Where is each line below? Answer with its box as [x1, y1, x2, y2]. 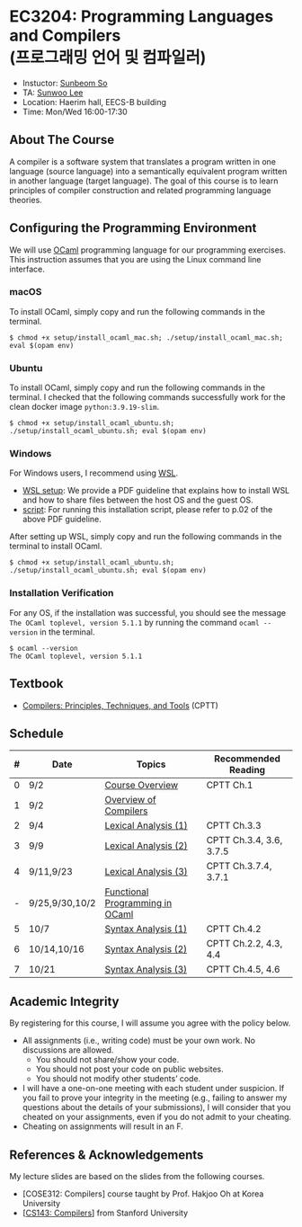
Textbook [9, 676, 64, 691]
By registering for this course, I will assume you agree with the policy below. [9, 1018, 291, 1028]
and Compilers [9, 25, 121, 46]
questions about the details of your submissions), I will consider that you [22, 1102, 291, 1113]
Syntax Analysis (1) [104, 923, 188, 936]
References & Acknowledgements [9, 1147, 204, 1162]
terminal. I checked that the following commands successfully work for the [9, 392, 286, 403]
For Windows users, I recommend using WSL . [9, 467, 179, 478]
